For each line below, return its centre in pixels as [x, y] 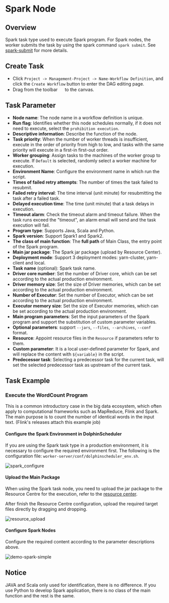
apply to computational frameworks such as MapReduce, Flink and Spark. [82, 412]
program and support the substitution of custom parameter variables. [84, 322]
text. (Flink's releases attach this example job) [53, 422]
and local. [35, 263]
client [18, 263]
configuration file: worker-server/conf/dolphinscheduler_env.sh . [72, 456]
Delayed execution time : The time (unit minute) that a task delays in [83, 203]
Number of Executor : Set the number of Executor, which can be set [83, 295]
